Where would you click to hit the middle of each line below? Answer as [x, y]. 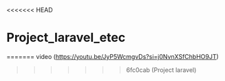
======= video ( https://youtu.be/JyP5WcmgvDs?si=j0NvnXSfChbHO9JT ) [113, 56]
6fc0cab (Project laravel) [161, 70]
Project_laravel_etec [66, 38]
